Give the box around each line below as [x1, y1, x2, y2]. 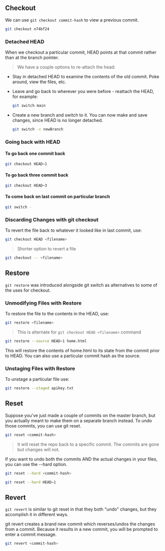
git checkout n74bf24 [5, 27, 50, 31]
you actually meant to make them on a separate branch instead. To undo [5, 418, 152, 424]
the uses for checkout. [5, 287, 51, 293]
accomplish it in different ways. [5, 512, 68, 518]
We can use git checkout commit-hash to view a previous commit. [5, 17, 139, 23]
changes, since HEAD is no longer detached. [12, 117, 103, 123]
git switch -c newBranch [12, 126, 64, 132]
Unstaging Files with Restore [5, 365, 75, 372]
